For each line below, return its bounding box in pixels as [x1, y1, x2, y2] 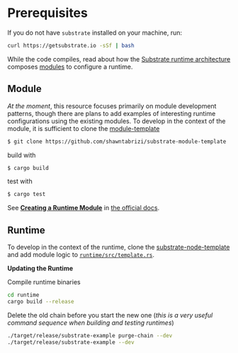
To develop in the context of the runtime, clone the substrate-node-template [7, 243, 230, 252]
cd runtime [7, 291, 40, 299]
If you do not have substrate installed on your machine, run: [7, 28, 183, 37]
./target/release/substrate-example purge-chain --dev [7, 332, 173, 339]
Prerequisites [7, 5, 89, 21]
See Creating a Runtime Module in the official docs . [7, 204, 160, 212]
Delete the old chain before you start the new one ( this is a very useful [7, 311, 213, 319]
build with [7, 151, 36, 159]
